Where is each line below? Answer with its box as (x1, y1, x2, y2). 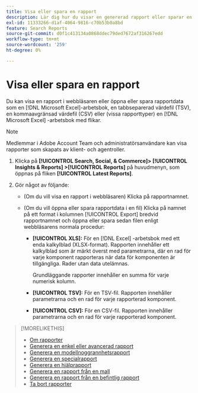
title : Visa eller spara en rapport (6, 8, 97, 15)
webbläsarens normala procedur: (23, 223, 105, 230)
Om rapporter (29, 336, 63, 343)
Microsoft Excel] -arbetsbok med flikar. (6, 116, 102, 123)
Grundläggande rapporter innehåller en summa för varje (32, 271, 170, 279)
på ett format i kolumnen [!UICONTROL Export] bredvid (23, 210, 159, 218)
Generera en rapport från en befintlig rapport (29, 374, 140, 381)
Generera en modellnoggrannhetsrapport (29, 349, 130, 356)
